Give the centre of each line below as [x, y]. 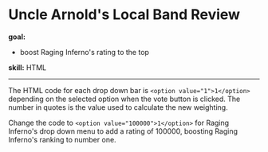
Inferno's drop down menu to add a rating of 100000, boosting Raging [123, 131]
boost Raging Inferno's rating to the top [85, 52]
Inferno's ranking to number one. [63, 139]
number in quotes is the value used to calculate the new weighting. [118, 107]
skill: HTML [27, 67]
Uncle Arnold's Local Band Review [124, 15]
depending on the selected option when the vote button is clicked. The [124, 99]
